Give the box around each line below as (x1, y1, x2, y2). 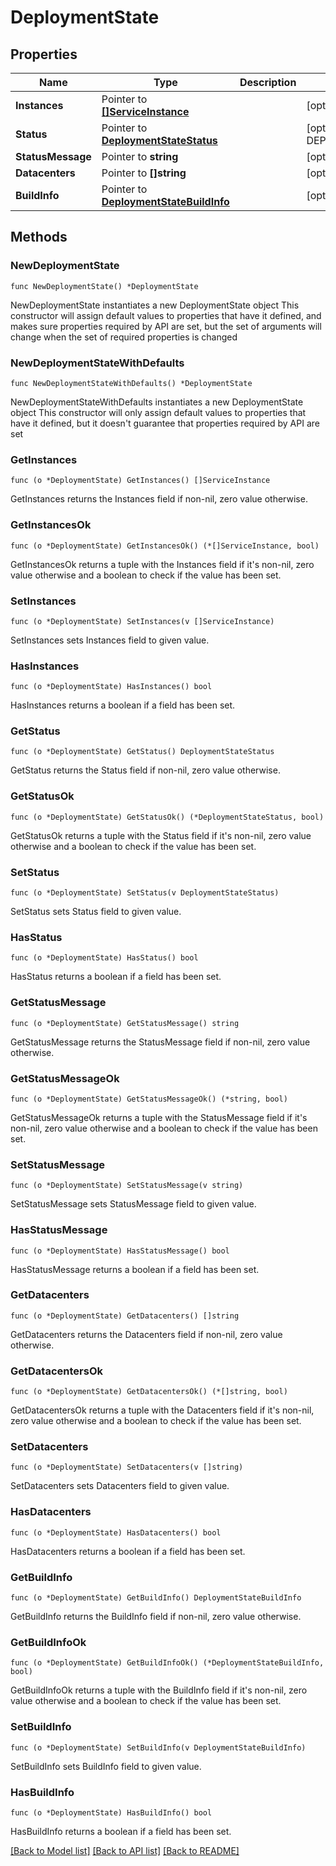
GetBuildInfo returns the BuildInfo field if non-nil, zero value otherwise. (10, 1611, 302, 1623)
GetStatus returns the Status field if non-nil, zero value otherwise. (10, 764, 281, 776)
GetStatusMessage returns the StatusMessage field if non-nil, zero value (10, 1036, 311, 1048)
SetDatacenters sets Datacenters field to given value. (10, 1480, 230, 1492)
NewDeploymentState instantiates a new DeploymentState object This (10, 299, 300, 311)
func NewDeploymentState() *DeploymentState (10, 281, 199, 291)
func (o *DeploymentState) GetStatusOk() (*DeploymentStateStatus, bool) (10, 812, 325, 822)
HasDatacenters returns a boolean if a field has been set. (10, 1545, 246, 1557)
